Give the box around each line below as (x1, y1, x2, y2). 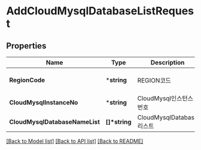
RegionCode (9, 76, 45, 84)
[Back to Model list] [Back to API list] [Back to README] (6, 137, 144, 145)
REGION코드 (137, 76, 172, 84)
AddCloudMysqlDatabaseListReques (6, 4, 194, 18)
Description (150, 59, 185, 66)
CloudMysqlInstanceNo (9, 99, 78, 106)
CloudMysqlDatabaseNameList (9, 118, 100, 126)
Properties (6, 41, 47, 51)
